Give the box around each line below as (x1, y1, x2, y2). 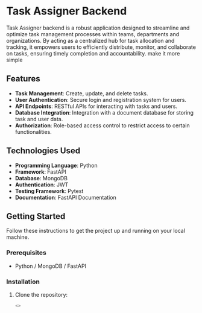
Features (6, 74, 40, 84)
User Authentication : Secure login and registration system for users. (14, 96, 187, 103)
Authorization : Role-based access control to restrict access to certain (14, 122, 190, 129)
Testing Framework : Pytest (14, 187, 84, 194)
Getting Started (6, 211, 66, 221)
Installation (6, 277, 40, 286)
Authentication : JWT (14, 181, 69, 188)
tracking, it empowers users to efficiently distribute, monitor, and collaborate (6, 43, 196, 51)
